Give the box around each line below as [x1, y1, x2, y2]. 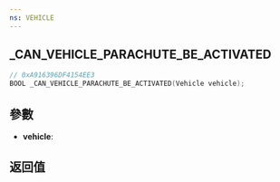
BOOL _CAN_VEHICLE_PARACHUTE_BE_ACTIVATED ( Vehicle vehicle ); [9, 79, 246, 89]
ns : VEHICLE [9, 13, 54, 23]
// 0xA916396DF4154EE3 [9, 71, 95, 80]
